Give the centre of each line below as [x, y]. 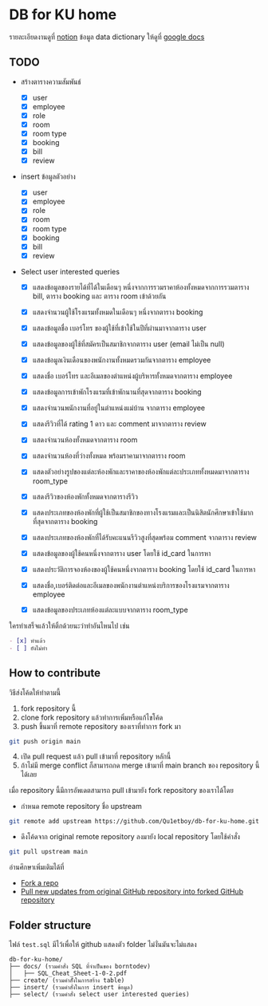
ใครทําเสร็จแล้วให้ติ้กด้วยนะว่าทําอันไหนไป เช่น [69, 625]
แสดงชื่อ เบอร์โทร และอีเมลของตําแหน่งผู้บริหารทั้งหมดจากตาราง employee [132, 376]
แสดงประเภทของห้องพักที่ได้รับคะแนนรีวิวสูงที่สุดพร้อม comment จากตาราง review [145, 537]
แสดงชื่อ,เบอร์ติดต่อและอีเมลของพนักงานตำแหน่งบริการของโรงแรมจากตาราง [131, 585]
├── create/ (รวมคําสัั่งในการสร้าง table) [67, 980]
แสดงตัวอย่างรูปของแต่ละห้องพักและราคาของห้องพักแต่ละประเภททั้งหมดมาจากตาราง [141, 471]
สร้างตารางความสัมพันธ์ [51, 81]
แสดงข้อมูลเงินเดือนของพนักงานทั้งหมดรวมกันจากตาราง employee [122, 360]
